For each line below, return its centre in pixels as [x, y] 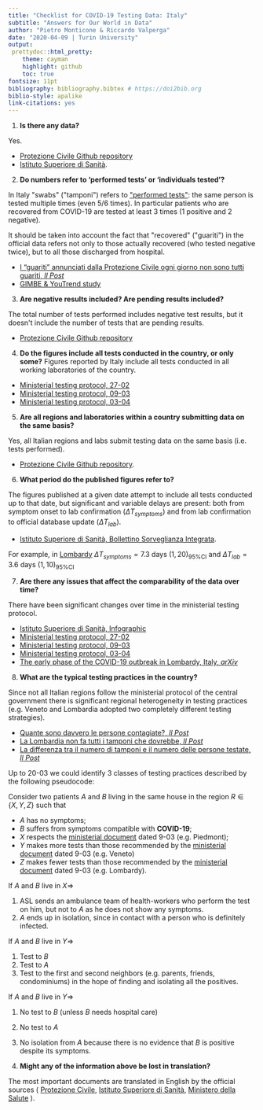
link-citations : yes [42, 103]
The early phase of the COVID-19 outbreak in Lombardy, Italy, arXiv [128, 662]
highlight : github [52, 67]
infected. [34, 926]
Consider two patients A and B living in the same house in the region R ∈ [126, 797]
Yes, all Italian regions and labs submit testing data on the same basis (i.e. [128, 441]
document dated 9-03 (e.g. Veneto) [77, 854]
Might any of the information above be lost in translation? [115, 1066]
